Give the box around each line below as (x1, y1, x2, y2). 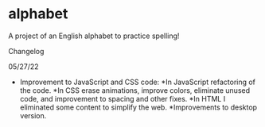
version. (19, 110, 47, 120)
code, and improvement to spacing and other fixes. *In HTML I (19, 94, 226, 103)
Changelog (8, 46, 45, 56)
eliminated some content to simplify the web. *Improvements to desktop (19, 102, 257, 112)
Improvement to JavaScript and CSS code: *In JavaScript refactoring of (19, 77, 256, 87)
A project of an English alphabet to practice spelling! (8, 31, 180, 40)
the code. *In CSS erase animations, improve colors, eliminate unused (19, 85, 251, 95)
